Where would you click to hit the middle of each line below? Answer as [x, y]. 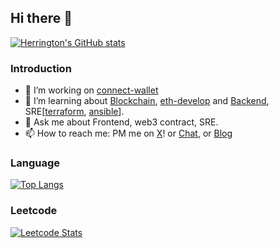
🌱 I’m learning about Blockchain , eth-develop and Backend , [147, 101]
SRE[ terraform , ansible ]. [74, 112]
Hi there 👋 [41, 18]
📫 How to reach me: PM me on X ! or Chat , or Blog [128, 133]
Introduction [41, 68]
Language [35, 163]
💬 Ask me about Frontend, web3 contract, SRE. [121, 122]
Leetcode [34, 211]
